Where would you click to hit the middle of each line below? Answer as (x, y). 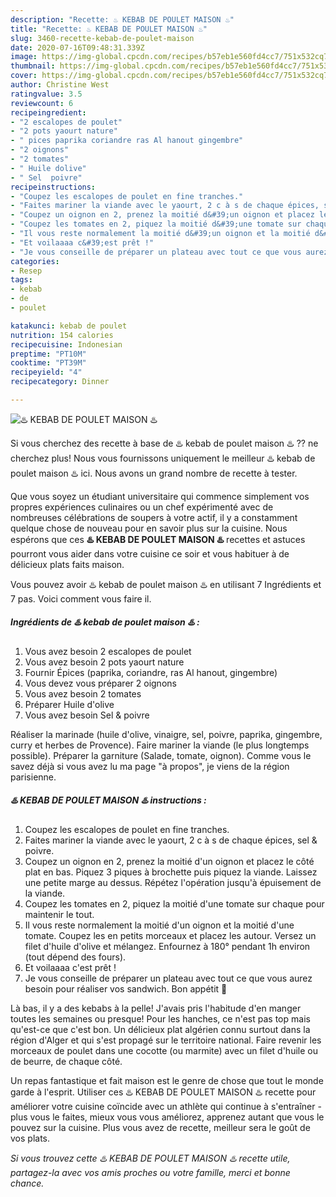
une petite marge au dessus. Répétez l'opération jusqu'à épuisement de (173, 882)
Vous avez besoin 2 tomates (83, 693)
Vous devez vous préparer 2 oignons (100, 683)
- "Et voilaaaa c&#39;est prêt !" (82, 242)
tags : (21, 280)
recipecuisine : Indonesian (66, 344)
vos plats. (30, 1138)
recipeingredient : (48, 112)
